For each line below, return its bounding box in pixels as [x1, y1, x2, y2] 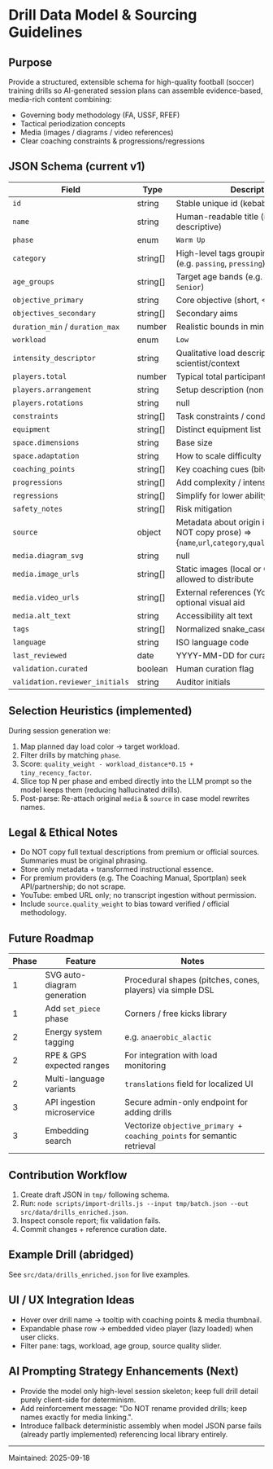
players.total [12, 372, 67, 380]
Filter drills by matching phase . [19, 750, 122, 759]
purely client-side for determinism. [19, 1395, 136, 1405]
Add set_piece [45, 1003, 101, 1014]
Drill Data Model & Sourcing [8, 6, 197, 24]
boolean [136, 662, 168, 674]
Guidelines [8, 23, 83, 42]
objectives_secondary [12, 308, 96, 318]
